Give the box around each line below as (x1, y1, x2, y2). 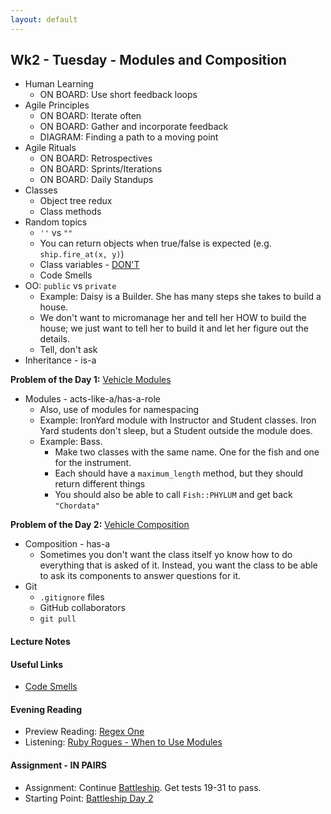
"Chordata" (54, 501, 100, 511)
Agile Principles (24, 99, 90, 111)
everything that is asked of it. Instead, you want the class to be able (39, 559, 318, 571)
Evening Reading (10, 703, 83, 715)
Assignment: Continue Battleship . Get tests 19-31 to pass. (24, 781, 262, 793)
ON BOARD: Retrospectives (39, 152, 153, 165)
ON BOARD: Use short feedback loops (39, 89, 198, 101)
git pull (39, 614, 77, 625)
